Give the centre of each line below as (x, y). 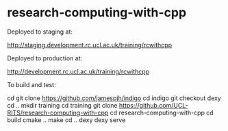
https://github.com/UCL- (153, 105)
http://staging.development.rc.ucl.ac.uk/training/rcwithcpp (90, 45)
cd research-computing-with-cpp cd (162, 112)
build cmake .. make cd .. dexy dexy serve (66, 120)
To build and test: (31, 84)
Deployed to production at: (45, 58)
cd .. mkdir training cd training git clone (62, 105)
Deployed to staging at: (40, 32)
